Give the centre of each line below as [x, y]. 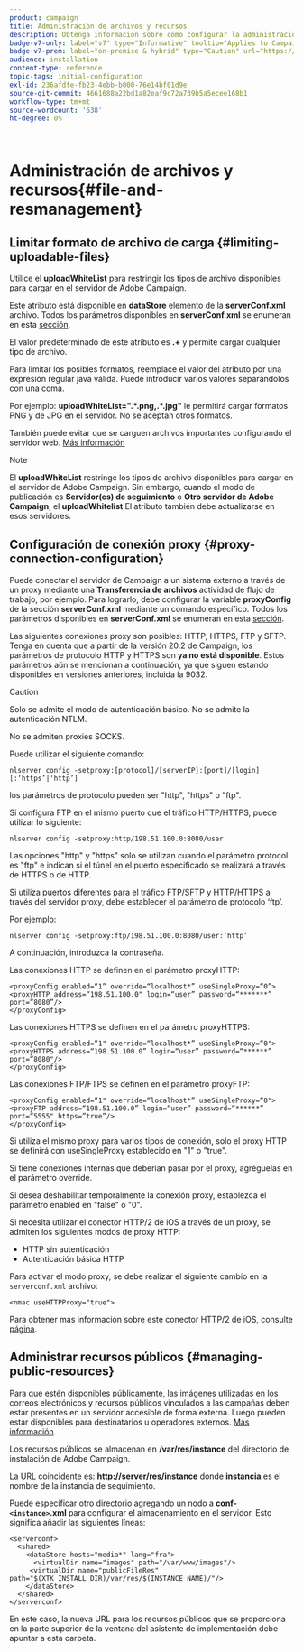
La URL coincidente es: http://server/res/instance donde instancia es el [145, 1476]
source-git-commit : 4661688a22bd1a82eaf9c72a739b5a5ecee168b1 [129, 93]
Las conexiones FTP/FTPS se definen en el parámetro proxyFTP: [130, 1083]
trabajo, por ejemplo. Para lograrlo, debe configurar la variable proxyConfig [150, 599]
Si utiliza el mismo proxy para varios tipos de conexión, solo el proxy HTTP [148, 1141]
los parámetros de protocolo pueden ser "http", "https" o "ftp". [125, 794]
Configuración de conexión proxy [105, 544]
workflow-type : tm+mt [50, 102]
